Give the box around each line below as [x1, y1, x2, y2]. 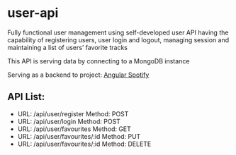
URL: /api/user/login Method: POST [17, 117, 120, 125]
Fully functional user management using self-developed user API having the [7, 28, 229, 37]
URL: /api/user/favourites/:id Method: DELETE [17, 139, 152, 148]
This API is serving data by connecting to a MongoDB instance [7, 56, 190, 65]
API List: [7, 91, 45, 103]
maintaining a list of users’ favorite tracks [7, 43, 128, 51]
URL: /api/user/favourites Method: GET [17, 125, 131, 133]
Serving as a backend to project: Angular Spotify [7, 70, 150, 79]
